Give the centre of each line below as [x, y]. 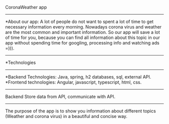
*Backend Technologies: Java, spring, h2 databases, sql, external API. [78, 77]
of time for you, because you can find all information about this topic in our [82, 37]
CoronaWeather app [26, 7]
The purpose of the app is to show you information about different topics [80, 111]
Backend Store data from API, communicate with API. [60, 96]
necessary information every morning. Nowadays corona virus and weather [83, 27]
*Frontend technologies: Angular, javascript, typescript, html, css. [73, 82]
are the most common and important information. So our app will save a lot [82, 32]
